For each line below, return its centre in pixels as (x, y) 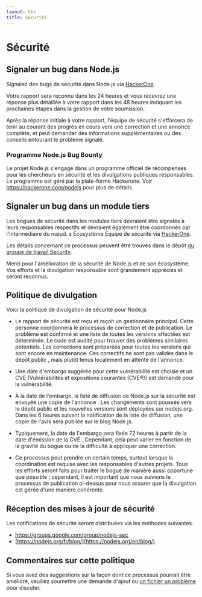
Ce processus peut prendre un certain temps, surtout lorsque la (94, 458)
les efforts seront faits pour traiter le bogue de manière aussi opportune (104, 470)
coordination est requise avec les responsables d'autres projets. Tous (101, 464)
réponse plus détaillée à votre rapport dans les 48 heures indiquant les (94, 102)
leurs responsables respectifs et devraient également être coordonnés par (99, 227)
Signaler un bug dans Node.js (63, 70)
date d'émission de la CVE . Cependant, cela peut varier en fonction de (103, 440)
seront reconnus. (27, 276)
